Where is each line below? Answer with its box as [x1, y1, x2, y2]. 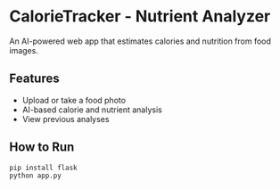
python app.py [9, 171, 62, 180]
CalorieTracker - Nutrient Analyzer [9, 6, 271, 27]
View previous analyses [21, 113, 110, 124]
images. [9, 45, 38, 55]
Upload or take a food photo [21, 94, 127, 105]
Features [9, 71, 60, 86]
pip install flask [9, 163, 78, 172]
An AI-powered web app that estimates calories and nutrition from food [9, 36, 272, 46]
